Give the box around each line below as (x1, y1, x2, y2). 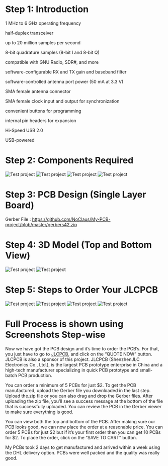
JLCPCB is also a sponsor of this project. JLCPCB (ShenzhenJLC (5, 356, 140, 362)
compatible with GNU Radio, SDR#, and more (5, 59, 99, 65)
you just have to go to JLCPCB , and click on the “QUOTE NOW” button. (5, 351, 152, 357)
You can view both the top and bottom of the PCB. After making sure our (5, 418, 155, 424)
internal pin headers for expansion (5, 117, 76, 124)
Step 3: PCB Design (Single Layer (5, 189, 146, 201)
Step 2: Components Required (5, 155, 134, 166)
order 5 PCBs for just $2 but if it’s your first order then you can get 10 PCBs (5, 429, 161, 435)
